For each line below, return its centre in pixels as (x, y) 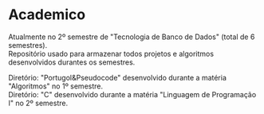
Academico (47, 15)
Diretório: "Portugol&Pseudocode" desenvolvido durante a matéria (118, 77)
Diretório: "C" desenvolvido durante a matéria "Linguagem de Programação (132, 94)
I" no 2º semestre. (38, 103)
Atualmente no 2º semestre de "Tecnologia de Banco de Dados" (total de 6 (132, 37)
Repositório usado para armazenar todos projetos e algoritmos (111, 53)
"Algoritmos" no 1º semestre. (56, 86)
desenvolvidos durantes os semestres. (72, 62)
